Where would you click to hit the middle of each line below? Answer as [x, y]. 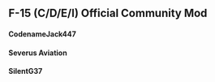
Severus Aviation [38, 53]
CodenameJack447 [43, 34]
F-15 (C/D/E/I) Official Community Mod [108, 13]
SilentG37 [26, 71]
